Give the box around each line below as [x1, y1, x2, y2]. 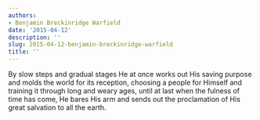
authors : [8, 11, 37, 20]
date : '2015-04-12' [8, 26, 72, 34]
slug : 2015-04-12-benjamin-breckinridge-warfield [8, 41, 174, 49]
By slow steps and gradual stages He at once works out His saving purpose [8, 70, 252, 78]
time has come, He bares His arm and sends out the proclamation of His [8, 95, 241, 104]
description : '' [8, 33, 61, 42]
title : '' [8, 48, 41, 56]
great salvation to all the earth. [8, 103, 107, 112]
